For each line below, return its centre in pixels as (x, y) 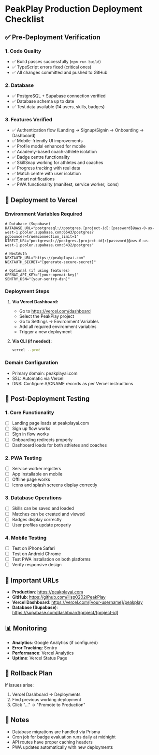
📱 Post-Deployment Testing (47, 399)
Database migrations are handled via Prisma (56, 732)
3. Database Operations (33, 498)
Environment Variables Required (44, 213)
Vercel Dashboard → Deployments (46, 694)
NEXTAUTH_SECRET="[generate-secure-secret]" (51, 262)
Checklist (25, 19)
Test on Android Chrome (36, 554)
